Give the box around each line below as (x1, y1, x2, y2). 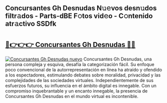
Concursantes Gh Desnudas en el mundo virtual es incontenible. (5, 93, 139, 99)
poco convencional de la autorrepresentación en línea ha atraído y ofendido (5, 67, 162, 72)
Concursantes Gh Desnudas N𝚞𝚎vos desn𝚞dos (5, 4, 157, 12)
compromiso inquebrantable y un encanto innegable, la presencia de (5, 88, 148, 94)
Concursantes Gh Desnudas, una (83, 56, 152, 62)
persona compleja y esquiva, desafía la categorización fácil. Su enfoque (5, 61, 154, 67)
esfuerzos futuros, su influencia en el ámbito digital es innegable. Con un (5, 82, 157, 88)
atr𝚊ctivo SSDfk (5, 19, 57, 28)
